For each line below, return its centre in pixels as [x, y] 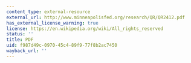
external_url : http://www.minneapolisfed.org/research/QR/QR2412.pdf [96, 17]
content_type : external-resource [48, 12]
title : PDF [20, 40]
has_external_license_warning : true [52, 23]
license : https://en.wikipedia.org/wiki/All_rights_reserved [85, 28]
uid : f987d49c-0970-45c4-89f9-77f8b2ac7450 [62, 46]
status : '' [20, 34]
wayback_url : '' [27, 51]
